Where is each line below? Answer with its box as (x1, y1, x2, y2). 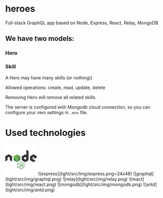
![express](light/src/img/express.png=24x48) (37, 171, 132, 177)
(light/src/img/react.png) (5, 181, 57, 187)
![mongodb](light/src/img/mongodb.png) (57, 181, 142, 187)
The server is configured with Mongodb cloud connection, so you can (5, 104, 150, 110)
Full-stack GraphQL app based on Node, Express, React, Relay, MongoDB (5, 20, 158, 26)
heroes (5, 3, 35, 15)
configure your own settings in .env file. (5, 109, 88, 115)
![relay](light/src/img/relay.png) (63, 176, 128, 182)
